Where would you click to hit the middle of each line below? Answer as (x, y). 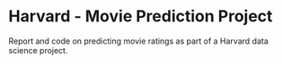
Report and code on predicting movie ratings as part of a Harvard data (138, 41)
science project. (38, 50)
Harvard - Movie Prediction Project (141, 16)
